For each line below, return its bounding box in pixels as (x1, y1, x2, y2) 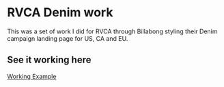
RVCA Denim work (7, 5, 113, 20)
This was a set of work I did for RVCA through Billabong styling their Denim (7, 27, 218, 35)
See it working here (7, 54, 92, 66)
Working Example (7, 72, 57, 80)
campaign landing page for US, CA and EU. (7, 34, 128, 42)
